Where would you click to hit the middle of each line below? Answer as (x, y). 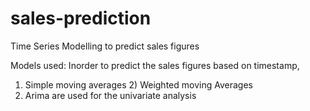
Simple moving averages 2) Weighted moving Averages (138, 84)
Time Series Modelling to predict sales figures (105, 46)
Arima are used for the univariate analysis (110, 95)
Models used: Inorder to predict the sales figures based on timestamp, (155, 65)
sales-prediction (81, 18)
